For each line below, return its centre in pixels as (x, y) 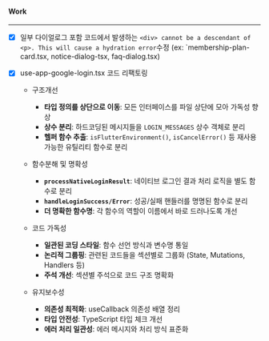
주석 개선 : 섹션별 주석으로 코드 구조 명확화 (109, 275)
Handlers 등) (64, 265)
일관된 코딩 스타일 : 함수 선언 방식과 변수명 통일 (116, 245)
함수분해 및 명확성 (60, 164)
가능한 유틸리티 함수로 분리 (86, 147)
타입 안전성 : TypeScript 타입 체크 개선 (103, 319)
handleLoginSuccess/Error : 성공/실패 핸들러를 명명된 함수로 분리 (146, 201)
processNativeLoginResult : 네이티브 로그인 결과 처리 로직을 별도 (145, 181)
